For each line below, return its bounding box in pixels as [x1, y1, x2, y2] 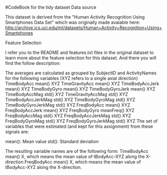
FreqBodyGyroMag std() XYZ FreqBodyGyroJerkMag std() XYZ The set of [5, 118, 158, 124]
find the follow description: [5, 60, 61, 66]
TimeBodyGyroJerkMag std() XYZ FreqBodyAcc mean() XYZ [5, 102, 130, 108]
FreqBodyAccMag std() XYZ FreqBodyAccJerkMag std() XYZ [5, 113, 131, 119]
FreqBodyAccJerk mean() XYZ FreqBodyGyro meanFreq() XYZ [5, 108, 135, 113]
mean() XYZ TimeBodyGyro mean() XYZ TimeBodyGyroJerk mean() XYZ [5, 86, 155, 92]
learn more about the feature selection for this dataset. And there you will [5, 55, 156, 61]
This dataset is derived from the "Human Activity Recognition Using [5, 14, 145, 20]
